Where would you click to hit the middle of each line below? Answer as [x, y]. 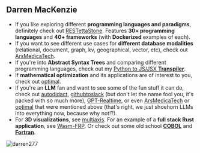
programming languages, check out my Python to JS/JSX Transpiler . [100, 69]
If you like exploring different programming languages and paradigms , [103, 24]
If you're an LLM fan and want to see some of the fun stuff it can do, [99, 88]
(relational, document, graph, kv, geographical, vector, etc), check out [101, 50]
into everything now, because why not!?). [66, 113]
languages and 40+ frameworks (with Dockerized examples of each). [103, 37]
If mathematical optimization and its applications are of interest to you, [103, 75]
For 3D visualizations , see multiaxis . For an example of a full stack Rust [104, 120]
